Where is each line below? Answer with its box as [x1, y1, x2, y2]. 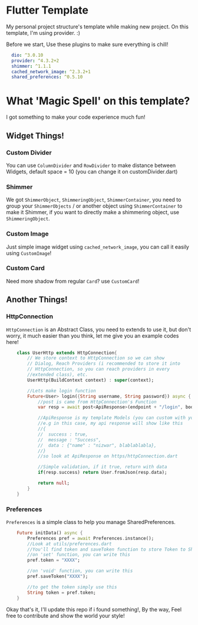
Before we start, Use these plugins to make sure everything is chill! [6, 41, 169, 48]
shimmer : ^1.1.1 [11, 63, 51, 69]
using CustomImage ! [6, 249, 52, 257]
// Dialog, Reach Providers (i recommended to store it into [27, 361, 181, 367]
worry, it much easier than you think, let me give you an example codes [6, 332, 179, 339]
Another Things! [6, 294, 68, 305]
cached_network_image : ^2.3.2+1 [11, 68, 91, 74]
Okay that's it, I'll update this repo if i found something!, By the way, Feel [6, 606, 181, 613]
